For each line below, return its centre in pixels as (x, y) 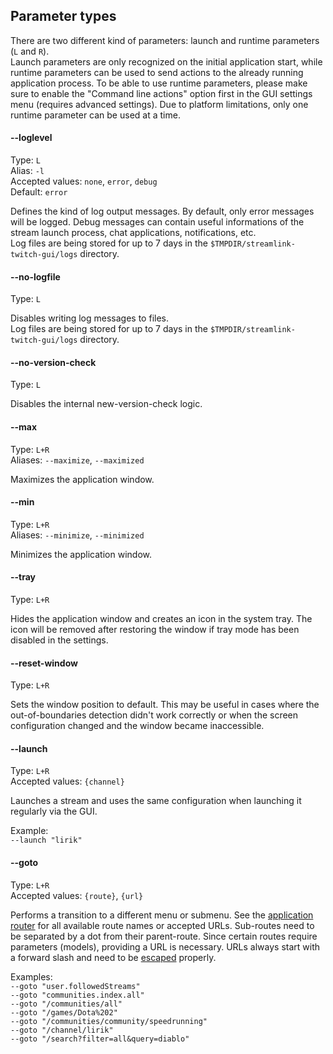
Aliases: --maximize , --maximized (77, 460)
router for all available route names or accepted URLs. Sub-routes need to (162, 925)
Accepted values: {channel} (67, 781)
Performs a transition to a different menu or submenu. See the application (162, 915)
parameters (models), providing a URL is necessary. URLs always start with (165, 946)
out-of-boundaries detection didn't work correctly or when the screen (154, 715)
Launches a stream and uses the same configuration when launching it (156, 801)
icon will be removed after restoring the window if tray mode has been (155, 630)
